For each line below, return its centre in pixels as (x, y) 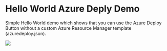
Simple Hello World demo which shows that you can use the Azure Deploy (83, 23)
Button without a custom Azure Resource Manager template (68, 28)
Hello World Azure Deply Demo (72, 9)
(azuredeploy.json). (26, 33)
